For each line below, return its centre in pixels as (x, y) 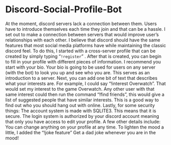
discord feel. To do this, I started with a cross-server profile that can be (81, 51)
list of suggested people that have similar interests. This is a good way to (82, 100)
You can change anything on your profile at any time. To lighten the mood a (85, 127)
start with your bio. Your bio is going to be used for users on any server (80, 67)
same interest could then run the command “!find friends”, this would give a (85, 94)
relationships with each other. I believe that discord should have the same (83, 40)
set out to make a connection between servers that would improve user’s (82, 34)
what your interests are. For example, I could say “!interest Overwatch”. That (86, 84)
